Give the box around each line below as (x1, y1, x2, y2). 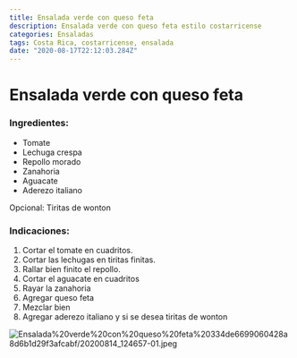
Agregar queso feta (21, 292, 95, 303)
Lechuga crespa (21, 147, 82, 158)
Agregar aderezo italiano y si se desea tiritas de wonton (21, 311, 228, 322)
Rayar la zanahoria (21, 283, 91, 294)
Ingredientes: (9, 117, 70, 130)
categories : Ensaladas (9, 30, 94, 38)
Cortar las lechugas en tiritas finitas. (21, 254, 157, 265)
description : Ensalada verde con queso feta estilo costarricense (9, 21, 262, 30)
